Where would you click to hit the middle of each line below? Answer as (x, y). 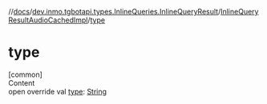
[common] (25, 74)
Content (22, 82)
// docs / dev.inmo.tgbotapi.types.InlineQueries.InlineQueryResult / (115, 12)
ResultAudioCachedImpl (48, 20)
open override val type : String (57, 91)
